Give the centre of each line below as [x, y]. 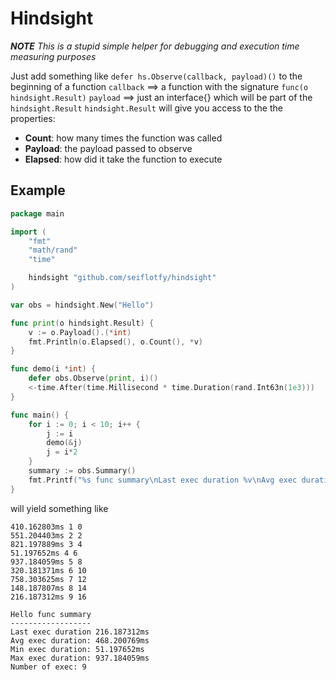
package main [37, 213]
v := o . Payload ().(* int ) [80, 332]
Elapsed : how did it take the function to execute [123, 159]
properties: [33, 118]
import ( [28, 232]
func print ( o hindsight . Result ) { [82, 323]
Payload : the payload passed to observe [108, 148]
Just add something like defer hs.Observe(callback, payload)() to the [156, 76]
